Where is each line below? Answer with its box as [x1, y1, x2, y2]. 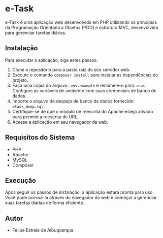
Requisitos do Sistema [5, 134, 75, 142]
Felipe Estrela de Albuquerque [12, 227, 74, 233]
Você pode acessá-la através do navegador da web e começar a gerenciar [5, 195, 157, 201]
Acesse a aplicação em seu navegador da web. [12, 119, 108, 125]
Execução [5, 176, 36, 185]
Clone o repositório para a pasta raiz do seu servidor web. [12, 67, 130, 72]
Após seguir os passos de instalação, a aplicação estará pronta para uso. [5, 189, 154, 195]
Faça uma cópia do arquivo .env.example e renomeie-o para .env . [12, 82, 145, 88]
